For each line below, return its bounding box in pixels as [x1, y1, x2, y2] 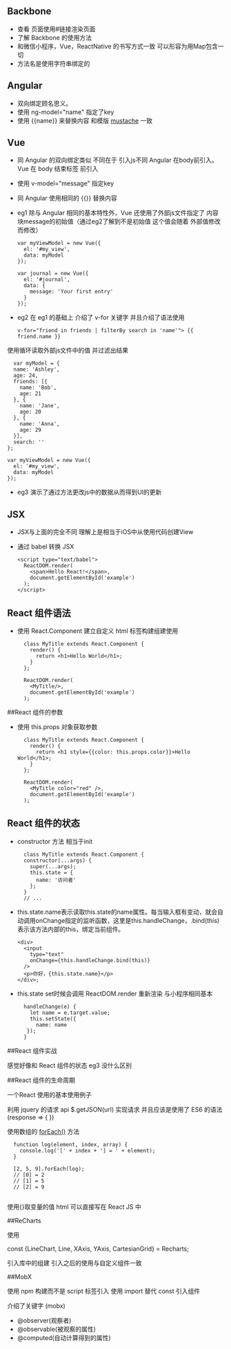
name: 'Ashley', [13, 366, 60, 373]
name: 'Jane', [19, 403, 60, 410]
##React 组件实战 [7, 1046, 57, 1054]
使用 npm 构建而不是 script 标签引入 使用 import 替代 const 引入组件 [7, 1287, 201, 1295]
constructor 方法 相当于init [17, 837, 93, 845]
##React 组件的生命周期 [7, 1076, 76, 1084]
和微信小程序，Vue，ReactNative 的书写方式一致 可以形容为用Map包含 [17, 42, 219, 51]
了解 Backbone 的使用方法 [17, 33, 92, 42]
